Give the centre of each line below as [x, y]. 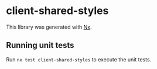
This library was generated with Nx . [49, 27]
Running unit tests [40, 45]
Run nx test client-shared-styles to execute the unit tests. [79, 59]
